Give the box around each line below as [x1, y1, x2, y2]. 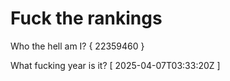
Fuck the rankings [10, 7, 163, 30]
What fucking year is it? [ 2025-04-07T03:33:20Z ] [10, 59, 221, 71]
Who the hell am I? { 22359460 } [10, 40, 145, 52]
